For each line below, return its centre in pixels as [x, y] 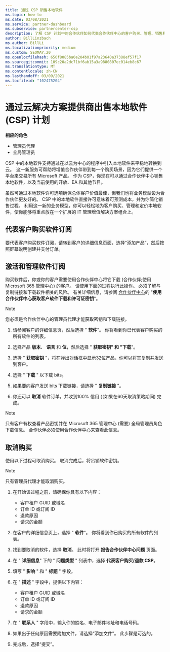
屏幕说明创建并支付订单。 [36, 249]
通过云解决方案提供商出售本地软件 [76, 107]
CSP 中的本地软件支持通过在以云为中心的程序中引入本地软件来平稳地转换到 [83, 163]
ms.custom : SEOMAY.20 [28, 52]
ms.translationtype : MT [30, 66]
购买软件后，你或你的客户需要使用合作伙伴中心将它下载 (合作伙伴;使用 [78, 280]
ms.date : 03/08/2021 [27, 19]
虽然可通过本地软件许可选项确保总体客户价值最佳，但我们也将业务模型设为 [83, 193]
